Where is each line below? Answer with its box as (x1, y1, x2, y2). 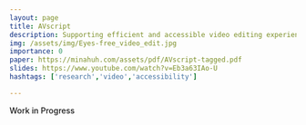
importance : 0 (9, 47, 64, 56)
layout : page (9, 13, 59, 23)
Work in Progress (9, 105, 76, 116)
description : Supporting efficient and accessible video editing (9, 30, 262, 39)
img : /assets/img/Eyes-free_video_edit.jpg (9, 38, 178, 48)
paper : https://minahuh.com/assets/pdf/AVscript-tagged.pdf (9, 55, 243, 64)
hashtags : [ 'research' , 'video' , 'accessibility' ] (9, 72, 198, 82)
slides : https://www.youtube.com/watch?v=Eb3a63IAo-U (9, 64, 219, 73)
